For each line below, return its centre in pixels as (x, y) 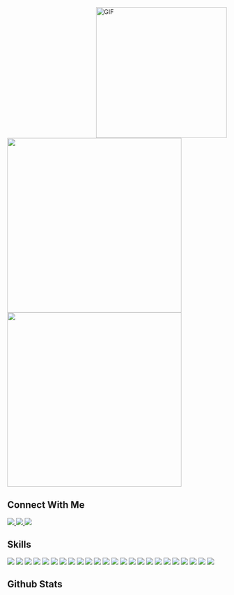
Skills (19, 544)
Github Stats (35, 584)
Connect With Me (46, 505)
